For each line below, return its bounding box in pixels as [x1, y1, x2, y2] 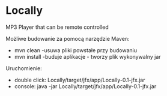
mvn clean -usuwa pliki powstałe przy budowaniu [14, 46, 138, 54]
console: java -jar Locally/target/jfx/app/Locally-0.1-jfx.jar [14, 82, 157, 90]
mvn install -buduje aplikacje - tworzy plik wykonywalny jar [14, 53, 161, 60]
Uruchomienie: [5, 64, 43, 72]
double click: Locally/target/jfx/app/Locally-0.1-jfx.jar [14, 76, 145, 83]
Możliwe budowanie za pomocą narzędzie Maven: [5, 35, 130, 42]
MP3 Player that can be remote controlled [5, 23, 109, 31]
